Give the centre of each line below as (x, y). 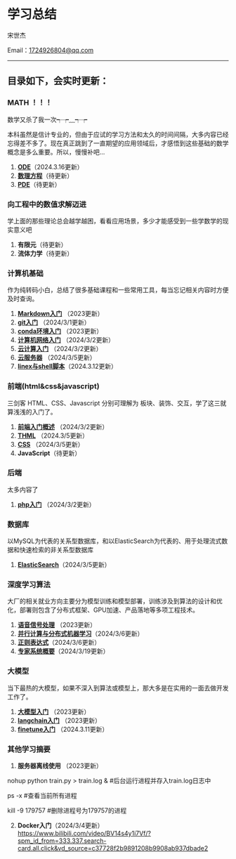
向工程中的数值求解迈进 (47, 204)
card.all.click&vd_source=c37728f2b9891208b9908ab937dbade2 (113, 848)
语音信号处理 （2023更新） (57, 625)
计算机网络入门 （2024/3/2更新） (66, 340)
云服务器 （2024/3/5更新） (57, 358)
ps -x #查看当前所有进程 (42, 795)
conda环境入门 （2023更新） (60, 332)
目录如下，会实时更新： (58, 81)
